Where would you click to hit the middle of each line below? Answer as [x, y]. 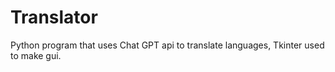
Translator [54, 17]
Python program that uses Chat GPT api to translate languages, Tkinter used [167, 45]
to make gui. [36, 55]
